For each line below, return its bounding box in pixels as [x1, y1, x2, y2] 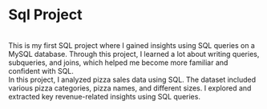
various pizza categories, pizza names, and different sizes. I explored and [8, 83, 252, 93]
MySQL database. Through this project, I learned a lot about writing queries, [8, 49, 260, 59]
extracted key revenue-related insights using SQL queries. [8, 91, 200, 101]
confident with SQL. [8, 66, 75, 75]
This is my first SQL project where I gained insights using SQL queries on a [8, 40, 255, 50]
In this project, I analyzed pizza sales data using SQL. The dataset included [8, 75, 257, 84]
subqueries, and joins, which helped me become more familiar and [8, 58, 229, 67]
